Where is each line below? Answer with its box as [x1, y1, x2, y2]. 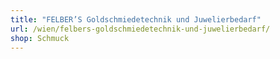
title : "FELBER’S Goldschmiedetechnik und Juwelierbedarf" [10, 14, 262, 25]
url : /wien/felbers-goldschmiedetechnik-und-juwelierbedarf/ [10, 24, 271, 34]
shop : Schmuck [10, 33, 70, 43]
